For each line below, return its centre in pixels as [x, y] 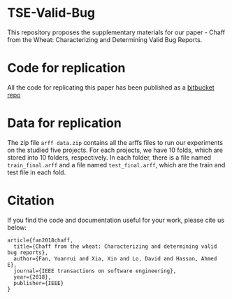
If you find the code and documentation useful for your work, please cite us [116, 220]
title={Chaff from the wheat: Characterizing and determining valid [115, 246]
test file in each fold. [37, 172]
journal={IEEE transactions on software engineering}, [95, 271]
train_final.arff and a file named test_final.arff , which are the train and [116, 165]
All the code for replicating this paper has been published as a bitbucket [111, 87]
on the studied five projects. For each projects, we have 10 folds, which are [115, 150]
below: [17, 227]
